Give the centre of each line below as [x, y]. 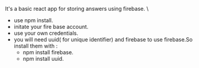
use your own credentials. [46, 33]
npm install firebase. [48, 52]
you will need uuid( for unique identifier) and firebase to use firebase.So [103, 39]
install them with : [36, 46]
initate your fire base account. [51, 27]
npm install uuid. [43, 59]
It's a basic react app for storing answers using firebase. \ [77, 9]
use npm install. [33, 20]
